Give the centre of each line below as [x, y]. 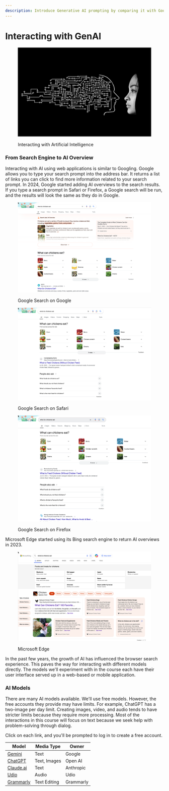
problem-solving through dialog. [38, 725]
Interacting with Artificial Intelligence [56, 144]
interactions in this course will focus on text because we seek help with [79, 720]
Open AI [74, 761]
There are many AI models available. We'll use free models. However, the [81, 699]
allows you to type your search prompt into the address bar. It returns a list [82, 174]
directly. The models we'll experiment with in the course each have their [80, 669]
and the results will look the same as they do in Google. [62, 195]
